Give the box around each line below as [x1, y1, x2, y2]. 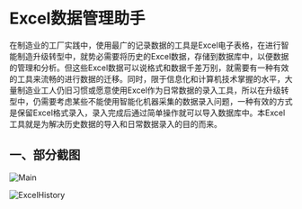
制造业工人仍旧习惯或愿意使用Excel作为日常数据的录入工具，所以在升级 [16, 85, 281, 95]
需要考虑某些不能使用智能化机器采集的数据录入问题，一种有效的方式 [40, 95, 293, 106]
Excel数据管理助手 [9, 8, 146, 29]
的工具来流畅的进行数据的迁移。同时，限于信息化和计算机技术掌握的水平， [9, 73, 285, 84]
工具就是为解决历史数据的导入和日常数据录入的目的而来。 [9, 118, 222, 129]
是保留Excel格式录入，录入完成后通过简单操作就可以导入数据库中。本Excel [9, 107, 286, 118]
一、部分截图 [9, 148, 81, 163]
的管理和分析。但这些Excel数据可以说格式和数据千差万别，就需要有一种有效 [9, 62, 289, 73]
